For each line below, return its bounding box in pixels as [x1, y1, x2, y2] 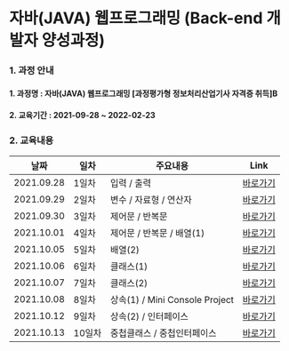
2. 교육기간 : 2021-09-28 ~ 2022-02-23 [9, 110, 156, 121]
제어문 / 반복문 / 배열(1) [109, 227, 205, 239]
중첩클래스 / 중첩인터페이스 [109, 326, 217, 339]
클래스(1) [109, 259, 149, 272]
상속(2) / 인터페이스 [109, 310, 189, 323]
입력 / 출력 [109, 177, 152, 189]
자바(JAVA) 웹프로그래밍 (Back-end [9, 8, 263, 28]
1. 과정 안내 [9, 64, 54, 76]
